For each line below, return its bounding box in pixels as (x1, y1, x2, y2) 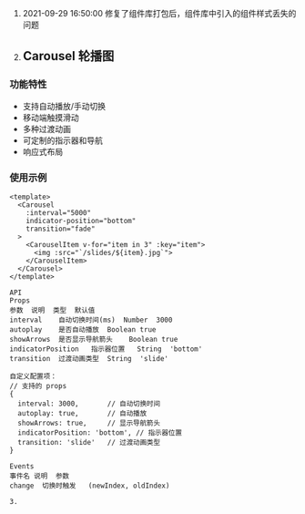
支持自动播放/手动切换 (22, 100, 107, 111)
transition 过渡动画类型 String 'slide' (9, 354, 168, 363)
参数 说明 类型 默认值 (9, 305, 96, 314)
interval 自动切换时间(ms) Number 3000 (9, 315, 173, 324)
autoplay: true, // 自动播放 (17, 408, 147, 417)
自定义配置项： (9, 372, 57, 381)
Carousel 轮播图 (22, 48, 115, 64)
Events (9, 461, 35, 471)
